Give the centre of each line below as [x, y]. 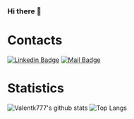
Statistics [36, 88]
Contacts [35, 40]
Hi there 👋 [25, 11]
